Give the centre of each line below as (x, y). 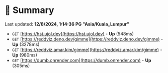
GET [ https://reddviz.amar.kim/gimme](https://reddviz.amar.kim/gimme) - (87, 49)
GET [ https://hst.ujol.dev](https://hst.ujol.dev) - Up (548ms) (73, 33)
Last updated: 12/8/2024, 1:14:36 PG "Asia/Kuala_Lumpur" (67, 24)
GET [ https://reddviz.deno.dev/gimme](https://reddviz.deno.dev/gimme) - (88, 39)
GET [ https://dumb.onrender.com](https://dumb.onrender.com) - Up (81, 60)
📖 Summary (29, 10)
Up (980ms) (24, 55)
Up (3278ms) (26, 44)
